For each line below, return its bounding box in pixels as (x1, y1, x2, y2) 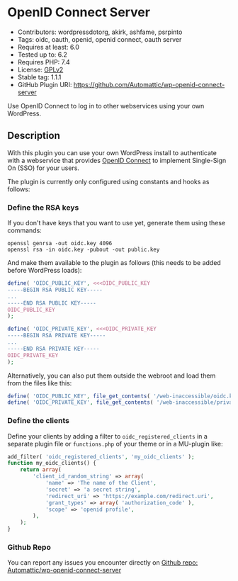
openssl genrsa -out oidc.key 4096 (7, 240, 113, 247)
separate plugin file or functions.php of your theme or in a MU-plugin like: (7, 439, 223, 448)
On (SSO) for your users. (7, 164, 80, 172)
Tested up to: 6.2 (17, 50, 67, 59)
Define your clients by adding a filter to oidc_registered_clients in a (7, 431, 208, 440)
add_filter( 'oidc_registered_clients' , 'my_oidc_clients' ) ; (7, 453, 195, 461)
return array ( (20, 466, 62, 473)
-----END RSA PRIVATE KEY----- (7, 345, 100, 352)
